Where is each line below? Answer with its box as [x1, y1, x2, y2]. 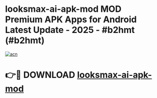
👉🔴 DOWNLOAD [5, 69, 75, 81]
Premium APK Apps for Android [5, 14, 137, 25]
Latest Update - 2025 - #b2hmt [5, 25, 135, 35]
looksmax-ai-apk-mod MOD [5, 3, 122, 15]
